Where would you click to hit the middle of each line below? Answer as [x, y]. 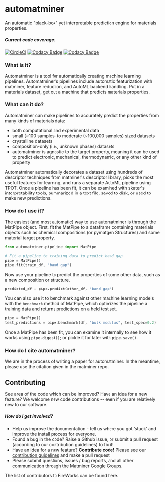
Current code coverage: [30, 40]
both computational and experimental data [55, 130]
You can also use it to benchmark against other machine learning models [80, 298]
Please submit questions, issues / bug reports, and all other [73, 460]
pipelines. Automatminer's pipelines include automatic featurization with [79, 81]
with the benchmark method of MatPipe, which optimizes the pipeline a [76, 304]
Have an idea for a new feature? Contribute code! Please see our [79, 450]
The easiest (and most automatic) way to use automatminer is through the [81, 222]
